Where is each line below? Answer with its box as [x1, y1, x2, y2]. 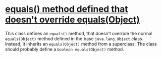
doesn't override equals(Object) [5, 14, 140, 25]
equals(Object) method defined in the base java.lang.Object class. [5, 36, 144, 42]
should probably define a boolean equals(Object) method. [5, 46, 124, 52]
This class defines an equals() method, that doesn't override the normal [5, 30, 153, 36]
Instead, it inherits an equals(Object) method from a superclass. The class [5, 41, 157, 47]
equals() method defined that [5, 3, 128, 15]
